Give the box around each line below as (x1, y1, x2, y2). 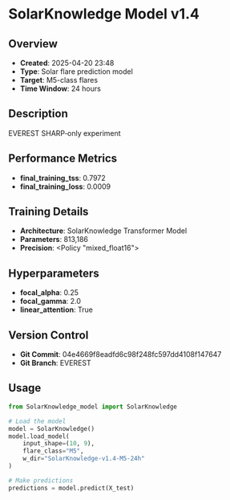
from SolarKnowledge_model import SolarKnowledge (8, 403, 178, 411)
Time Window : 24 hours (19, 84, 102, 93)
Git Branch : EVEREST (19, 359, 91, 368)
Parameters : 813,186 (19, 235, 88, 244)
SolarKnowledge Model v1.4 (8, 5, 200, 23)
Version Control (8, 328, 89, 342)
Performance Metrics (8, 152, 118, 166)
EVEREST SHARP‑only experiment (8, 128, 122, 137)
